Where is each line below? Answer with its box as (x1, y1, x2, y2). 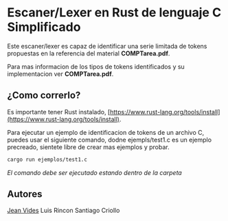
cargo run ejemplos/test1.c (7, 156, 88, 163)
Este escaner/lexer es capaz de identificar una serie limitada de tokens (7, 42, 207, 50)
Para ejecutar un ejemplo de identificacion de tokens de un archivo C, (7, 128, 205, 136)
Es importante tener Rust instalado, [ (7, 107, 111, 116)
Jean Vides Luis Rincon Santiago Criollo (7, 207, 120, 215)
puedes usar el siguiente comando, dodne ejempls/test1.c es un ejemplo (7, 135, 212, 144)
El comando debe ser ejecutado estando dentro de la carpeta (7, 168, 182, 177)
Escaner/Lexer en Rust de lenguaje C (7, 5, 222, 21)
